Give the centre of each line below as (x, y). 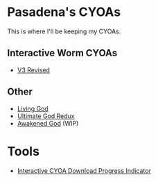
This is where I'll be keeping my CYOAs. (64, 31)
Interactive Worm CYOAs (62, 53)
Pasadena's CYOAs (64, 12)
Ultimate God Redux (46, 116)
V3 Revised (34, 69)
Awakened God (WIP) (48, 123)
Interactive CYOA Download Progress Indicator (84, 170)
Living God (33, 108)
